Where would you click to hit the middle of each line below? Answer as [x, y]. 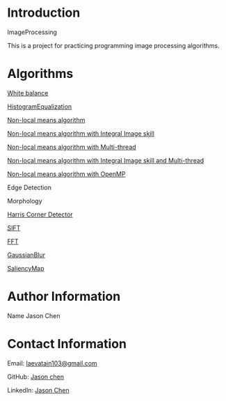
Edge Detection [30, 187]
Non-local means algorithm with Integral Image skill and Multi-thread [106, 160]
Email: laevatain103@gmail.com [52, 363]
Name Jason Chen [34, 315]
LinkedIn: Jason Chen [38, 390]
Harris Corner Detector [40, 214]
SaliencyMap [26, 268]
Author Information [64, 297]
